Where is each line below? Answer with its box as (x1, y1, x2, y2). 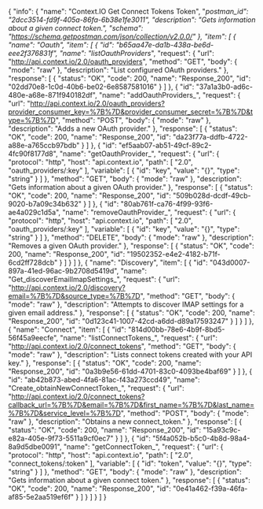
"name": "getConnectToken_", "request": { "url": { (63, 442, 224, 451)
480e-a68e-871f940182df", (8, 91, 98, 99)
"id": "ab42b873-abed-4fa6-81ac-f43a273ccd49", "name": (8, 375, 200, 385)
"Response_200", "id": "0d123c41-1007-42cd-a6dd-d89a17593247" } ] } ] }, (8, 317, 254, 325)
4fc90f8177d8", (8, 149, 58, 158)
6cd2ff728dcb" (8, 258, 58, 267)
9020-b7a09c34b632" (8, 199, 82, 208)
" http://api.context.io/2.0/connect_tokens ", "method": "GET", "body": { (8, 342, 236, 351)
